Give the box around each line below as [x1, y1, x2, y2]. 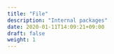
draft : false [7, 29, 45, 37]
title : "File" [7, 10, 49, 18]
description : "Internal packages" [7, 17, 108, 24]
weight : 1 [7, 36, 36, 43]
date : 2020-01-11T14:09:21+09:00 [7, 23, 105, 30]
